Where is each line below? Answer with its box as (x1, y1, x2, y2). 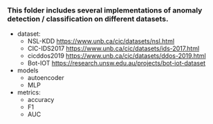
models (17, 66, 39, 74)
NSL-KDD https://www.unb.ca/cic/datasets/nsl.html (27, 37, 175, 45)
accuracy (27, 96, 55, 104)
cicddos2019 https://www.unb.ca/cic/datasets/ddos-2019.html (27, 52, 206, 60)
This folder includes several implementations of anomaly (7, 6, 203, 15)
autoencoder (27, 74, 64, 82)
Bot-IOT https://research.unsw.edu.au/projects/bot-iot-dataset (27, 59, 206, 68)
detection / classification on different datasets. (7, 14, 169, 23)
